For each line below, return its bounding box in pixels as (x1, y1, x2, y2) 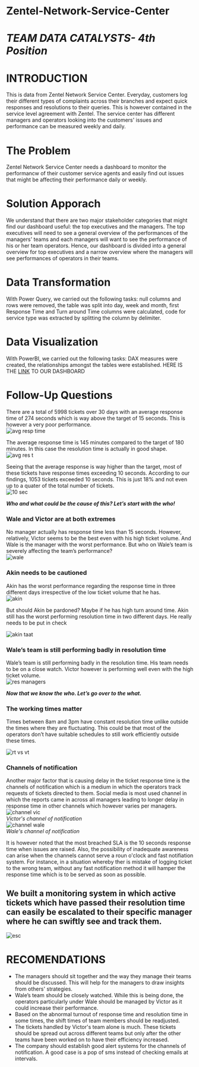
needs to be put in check (6, 619, 67, 626)
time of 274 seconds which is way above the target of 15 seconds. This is (6, 415, 186, 422)
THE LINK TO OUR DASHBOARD (6, 368, 85, 375)
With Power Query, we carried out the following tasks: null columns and (6, 295, 181, 302)
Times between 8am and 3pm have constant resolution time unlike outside (6, 718, 189, 725)
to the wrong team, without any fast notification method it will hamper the (6, 865, 186, 872)
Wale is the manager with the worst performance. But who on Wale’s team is (6, 541, 193, 548)
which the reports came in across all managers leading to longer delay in (6, 796, 184, 803)
